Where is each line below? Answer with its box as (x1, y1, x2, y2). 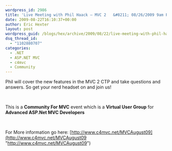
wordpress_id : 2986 (5, 7, 47, 13)
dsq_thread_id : (5, 36, 38, 41)
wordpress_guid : (5, 31, 40, 36)
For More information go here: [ (5, 129, 72, 136)
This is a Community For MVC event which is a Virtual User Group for (5, 104, 154, 110)
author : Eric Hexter (5, 21, 50, 27)
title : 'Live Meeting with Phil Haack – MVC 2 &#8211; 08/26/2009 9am (5, 12, 164, 17)
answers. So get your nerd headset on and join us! (5, 84, 112, 90)
